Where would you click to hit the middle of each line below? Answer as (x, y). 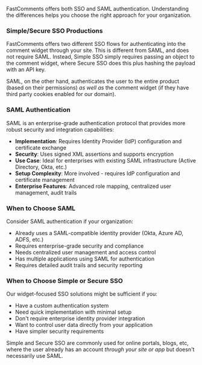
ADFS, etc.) (29, 239)
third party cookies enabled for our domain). (61, 94)
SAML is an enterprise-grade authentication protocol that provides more (96, 123)
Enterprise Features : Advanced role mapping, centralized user (93, 186)
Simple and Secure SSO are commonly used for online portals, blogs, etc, (97, 343)
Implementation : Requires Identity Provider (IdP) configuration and (98, 141)
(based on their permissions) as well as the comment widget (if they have (98, 88)
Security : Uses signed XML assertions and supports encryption (94, 154)
